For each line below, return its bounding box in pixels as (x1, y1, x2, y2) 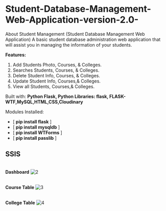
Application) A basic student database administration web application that (5, 36, 161, 43)
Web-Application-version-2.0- (5, 14, 139, 26)
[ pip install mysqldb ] (12, 124, 60, 130)
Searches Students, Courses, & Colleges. (12, 67, 100, 73)
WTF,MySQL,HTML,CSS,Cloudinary (5, 98, 83, 105)
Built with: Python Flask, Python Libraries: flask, (5, 93, 109, 99)
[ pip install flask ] (12, 118, 52, 124)
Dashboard (5, 168, 30, 175)
